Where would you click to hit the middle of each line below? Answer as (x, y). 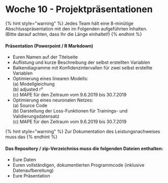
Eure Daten (24, 160)
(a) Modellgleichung (33, 84)
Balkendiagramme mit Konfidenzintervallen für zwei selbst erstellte (82, 68)
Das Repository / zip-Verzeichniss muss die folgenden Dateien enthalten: (84, 149)
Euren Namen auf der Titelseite (45, 57)
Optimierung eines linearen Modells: (51, 79)
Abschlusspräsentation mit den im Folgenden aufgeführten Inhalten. (76, 28)
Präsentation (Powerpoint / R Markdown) (49, 46)
